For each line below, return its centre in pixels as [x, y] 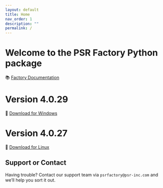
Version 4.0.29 [37, 99]
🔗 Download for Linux [27, 147]
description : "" [22, 24]
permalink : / [19, 28]
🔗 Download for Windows [31, 113]
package [24, 63]
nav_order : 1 [19, 19]
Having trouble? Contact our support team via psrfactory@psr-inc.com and [82, 175]
